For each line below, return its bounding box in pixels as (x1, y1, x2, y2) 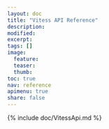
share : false (7, 95, 45, 102)
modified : (7, 29, 36, 37)
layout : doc (7, 10, 42, 17)
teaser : (13, 62, 36, 69)
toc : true (7, 75, 36, 82)
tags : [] (7, 43, 33, 50)
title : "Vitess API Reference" (7, 17, 99, 24)
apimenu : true (7, 88, 49, 95)
